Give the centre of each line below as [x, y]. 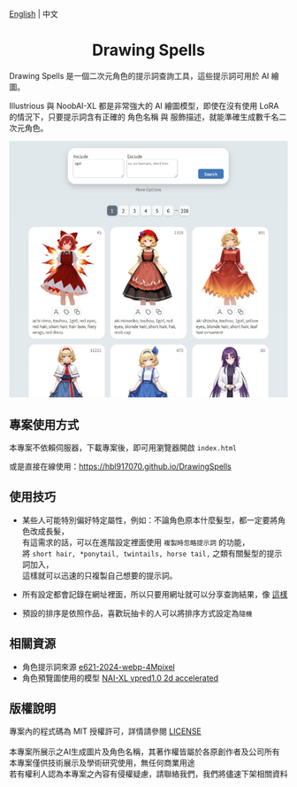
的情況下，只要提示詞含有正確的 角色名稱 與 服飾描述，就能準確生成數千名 [144, 117]
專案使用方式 [44, 425]
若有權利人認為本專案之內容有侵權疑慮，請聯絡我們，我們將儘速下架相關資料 [148, 774]
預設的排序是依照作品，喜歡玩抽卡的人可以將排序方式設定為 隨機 [137, 613]
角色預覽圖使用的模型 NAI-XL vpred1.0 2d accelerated [120, 678]
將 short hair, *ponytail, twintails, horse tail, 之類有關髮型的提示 [152, 553]
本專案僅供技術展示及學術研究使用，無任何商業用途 [102, 763]
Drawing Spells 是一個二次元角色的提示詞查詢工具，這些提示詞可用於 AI [139, 75]
